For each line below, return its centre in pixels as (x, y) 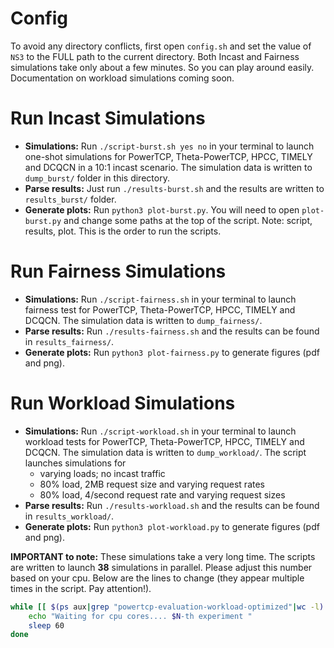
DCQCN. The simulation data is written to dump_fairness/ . (143, 320)
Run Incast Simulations (108, 118)
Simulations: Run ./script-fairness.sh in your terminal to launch (160, 299)
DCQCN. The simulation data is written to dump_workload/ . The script (165, 452)
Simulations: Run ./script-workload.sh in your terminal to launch (160, 431)
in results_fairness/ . (69, 341)
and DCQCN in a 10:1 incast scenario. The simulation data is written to (168, 167)
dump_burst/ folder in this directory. (97, 178)
